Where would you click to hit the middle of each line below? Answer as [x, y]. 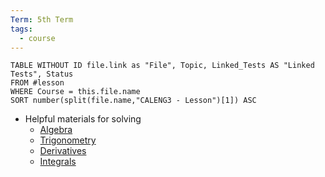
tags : [21, 29]
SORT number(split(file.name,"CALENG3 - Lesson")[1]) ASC [133, 101]
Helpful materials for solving [83, 119]
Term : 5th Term [42, 19]
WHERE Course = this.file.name [75, 92]
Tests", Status [42, 74]
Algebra [56, 130]
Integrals [58, 162]
